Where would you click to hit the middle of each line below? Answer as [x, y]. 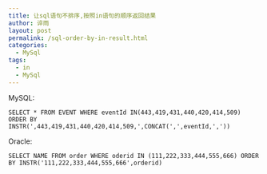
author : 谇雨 [29, 23]
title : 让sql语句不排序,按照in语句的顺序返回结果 [82, 16]
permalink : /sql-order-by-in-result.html [78, 38]
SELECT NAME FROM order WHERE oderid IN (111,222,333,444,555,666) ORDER [134, 156]
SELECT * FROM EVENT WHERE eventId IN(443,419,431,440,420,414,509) [125, 113]
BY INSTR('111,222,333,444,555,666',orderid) [85, 163]
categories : [28, 45]
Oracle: [20, 141]
